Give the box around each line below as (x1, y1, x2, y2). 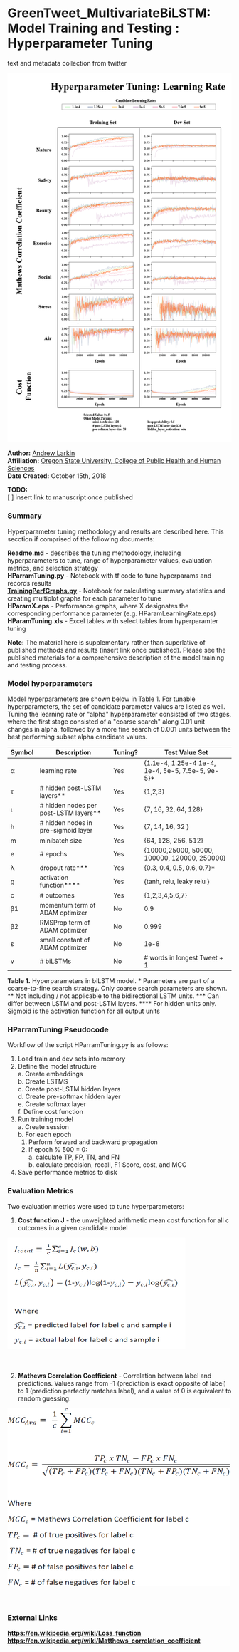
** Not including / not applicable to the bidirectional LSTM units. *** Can (7, 992, 219, 1000)
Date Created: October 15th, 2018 (7, 472, 107, 480)
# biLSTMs (39, 957, 72, 966)
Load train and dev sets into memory (17, 1054, 126, 1063)
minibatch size (39, 836, 83, 845)
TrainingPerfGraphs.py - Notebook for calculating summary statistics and (7, 586, 225, 595)
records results (7, 578, 52, 587)
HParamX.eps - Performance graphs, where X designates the (7, 601, 189, 610)
